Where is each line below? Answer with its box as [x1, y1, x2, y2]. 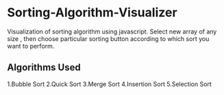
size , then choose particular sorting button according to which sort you [7, 34, 210, 42]
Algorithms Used [7, 62, 81, 73]
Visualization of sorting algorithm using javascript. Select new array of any [7, 27, 217, 36]
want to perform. [7, 42, 55, 50]
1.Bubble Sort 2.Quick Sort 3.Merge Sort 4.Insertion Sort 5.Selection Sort [7, 80, 212, 88]
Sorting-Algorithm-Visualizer [7, 5, 177, 21]
